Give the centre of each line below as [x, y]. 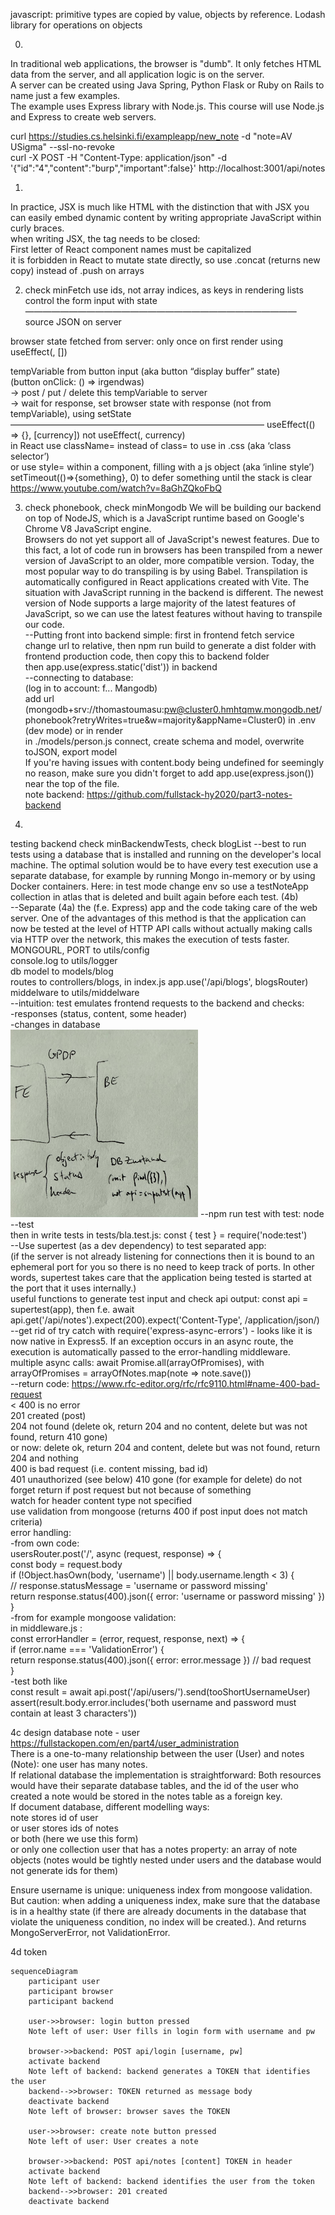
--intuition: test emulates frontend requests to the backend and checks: [157, 1003]
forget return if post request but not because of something [131, 1490]
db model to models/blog [62, 971]
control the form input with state [91, 300]
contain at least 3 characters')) [74, 1713]
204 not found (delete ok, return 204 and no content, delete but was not [159, 1426]
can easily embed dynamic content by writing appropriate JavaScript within [166, 217]
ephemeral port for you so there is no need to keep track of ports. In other [162, 1267]
